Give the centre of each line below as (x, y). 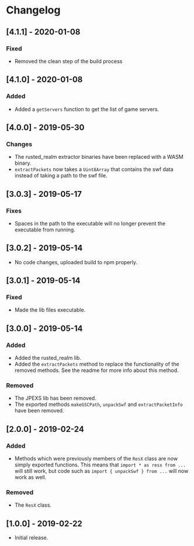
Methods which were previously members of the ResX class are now (96, 459)
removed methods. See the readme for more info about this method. (97, 370)
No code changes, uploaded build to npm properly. (76, 262)
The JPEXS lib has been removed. (55, 398)
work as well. (30, 477)
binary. (23, 163)
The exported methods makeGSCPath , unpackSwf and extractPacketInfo (98, 404)
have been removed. (39, 411)
